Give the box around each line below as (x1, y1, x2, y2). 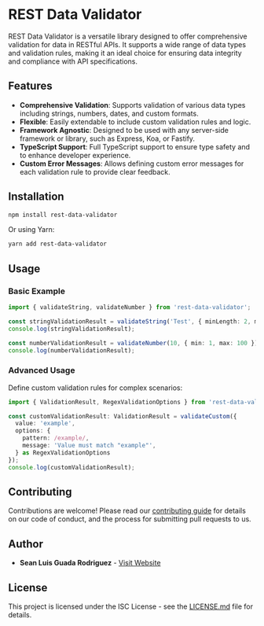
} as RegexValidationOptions (15, 448, 111, 457)
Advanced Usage (8, 365, 75, 376)
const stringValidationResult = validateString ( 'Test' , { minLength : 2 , (8, 317, 251, 326)
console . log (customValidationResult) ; (8, 463, 135, 471)
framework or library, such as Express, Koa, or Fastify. (19, 134, 195, 143)
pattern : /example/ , (22, 434, 90, 442)
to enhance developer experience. (19, 150, 131, 160)
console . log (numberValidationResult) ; (8, 346, 135, 355)
